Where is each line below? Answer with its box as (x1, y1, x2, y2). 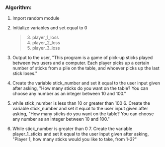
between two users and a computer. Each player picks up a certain (12, 60, 150, 66)
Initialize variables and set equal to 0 (12, 25, 87, 31)
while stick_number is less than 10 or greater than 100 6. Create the (12, 100, 151, 106)
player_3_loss (32, 45, 60, 51)
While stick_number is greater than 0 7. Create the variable (12, 126, 133, 132)
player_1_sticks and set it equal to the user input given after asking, (12, 131, 149, 137)
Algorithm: (5, 4, 32, 11)
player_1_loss (32, 34, 59, 41)
